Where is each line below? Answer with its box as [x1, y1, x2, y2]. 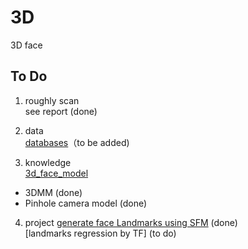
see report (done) [24, 105, 98, 117]
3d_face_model [24, 167, 89, 179]
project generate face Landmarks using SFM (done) [24, 216, 238, 228]
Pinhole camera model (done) [24, 197, 148, 209]
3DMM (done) [24, 186, 83, 198]
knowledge [24, 156, 72, 168]
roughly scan [24, 94, 80, 106]
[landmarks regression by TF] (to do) [24, 227, 177, 239]
